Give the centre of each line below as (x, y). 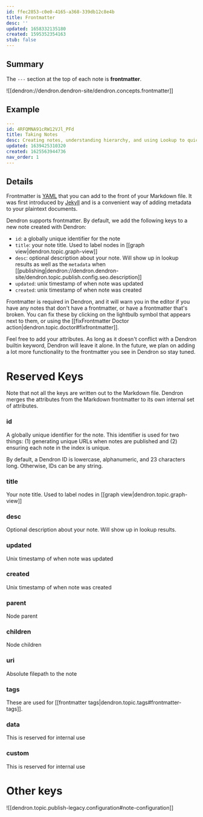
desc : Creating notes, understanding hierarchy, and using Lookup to (96, 140)
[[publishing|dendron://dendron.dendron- (67, 271)
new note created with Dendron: (46, 227)
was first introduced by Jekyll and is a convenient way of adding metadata (99, 202)
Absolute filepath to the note (42, 673)
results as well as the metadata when (60, 264)
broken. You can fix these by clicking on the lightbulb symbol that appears (98, 315)
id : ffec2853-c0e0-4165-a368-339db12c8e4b (60, 12)
